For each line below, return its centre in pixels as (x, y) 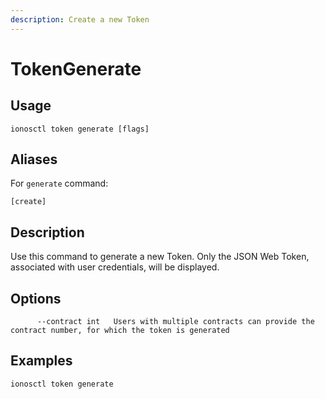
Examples (41, 361)
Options (36, 298)
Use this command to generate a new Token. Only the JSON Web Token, (160, 257)
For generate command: (59, 183)
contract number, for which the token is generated (120, 331)
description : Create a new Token (80, 19)
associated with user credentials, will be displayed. (115, 267)
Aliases (34, 159)
